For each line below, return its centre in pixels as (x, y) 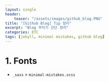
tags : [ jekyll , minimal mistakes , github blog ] (55, 37)
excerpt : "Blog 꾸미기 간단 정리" (37, 28)
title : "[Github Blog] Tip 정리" (38, 23)
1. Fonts (21, 61)
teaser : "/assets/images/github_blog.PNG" (58, 19)
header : (13, 14)
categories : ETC (22, 32)
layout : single (21, 10)
